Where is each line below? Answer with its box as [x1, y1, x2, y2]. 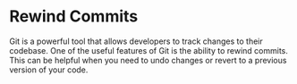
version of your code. [9, 64, 89, 75]
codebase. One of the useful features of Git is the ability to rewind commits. [9, 45, 289, 55]
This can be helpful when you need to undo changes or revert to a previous [9, 55, 287, 65]
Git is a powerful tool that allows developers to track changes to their [9, 36, 263, 46]
